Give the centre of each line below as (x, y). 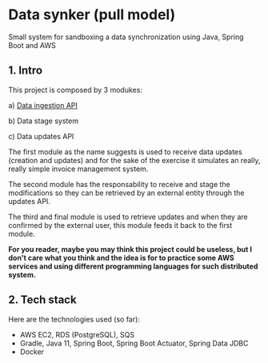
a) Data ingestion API (43, 105)
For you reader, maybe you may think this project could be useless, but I (130, 249)
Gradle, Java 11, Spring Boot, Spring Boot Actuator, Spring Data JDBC (134, 343)
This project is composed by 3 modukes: (75, 90)
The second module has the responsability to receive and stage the (119, 184)
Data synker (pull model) (92, 15)
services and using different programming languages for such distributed (133, 266)
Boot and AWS (32, 45)
